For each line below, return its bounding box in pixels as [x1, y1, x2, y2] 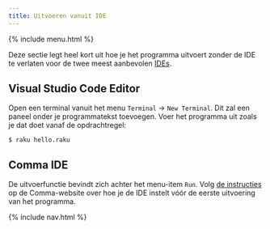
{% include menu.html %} [8, 34, 95, 44]
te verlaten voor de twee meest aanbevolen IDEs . [8, 58, 172, 68]
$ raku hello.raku [8, 136, 70, 144]
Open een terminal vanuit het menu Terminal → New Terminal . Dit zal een [8, 103, 251, 113]
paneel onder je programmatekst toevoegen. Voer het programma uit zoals [8, 112, 257, 121]
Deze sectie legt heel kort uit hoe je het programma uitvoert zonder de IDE [8, 49, 256, 59]
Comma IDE [8, 158, 69, 172]
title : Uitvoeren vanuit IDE [8, 11, 107, 20]
